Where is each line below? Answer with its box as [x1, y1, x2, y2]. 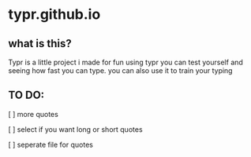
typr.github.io [8, 5, 101, 24]
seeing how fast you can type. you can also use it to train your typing [8, 66, 233, 75]
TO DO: [8, 89, 45, 102]
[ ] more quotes [8, 109, 59, 119]
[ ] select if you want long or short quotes [8, 124, 144, 134]
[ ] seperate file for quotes [8, 140, 93, 149]
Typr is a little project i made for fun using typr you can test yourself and [8, 57, 243, 67]
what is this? [8, 37, 73, 50]
